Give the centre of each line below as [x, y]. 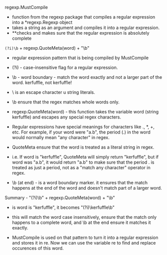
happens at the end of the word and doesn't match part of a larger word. [87, 188]
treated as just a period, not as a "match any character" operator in [81, 167]
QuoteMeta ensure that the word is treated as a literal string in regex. [83, 147]
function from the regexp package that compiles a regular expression [83, 17]
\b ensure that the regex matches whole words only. [66, 102]
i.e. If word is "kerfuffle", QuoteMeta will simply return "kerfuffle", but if [85, 157]
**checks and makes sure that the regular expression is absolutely [80, 33]
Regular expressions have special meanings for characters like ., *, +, [83, 127]
